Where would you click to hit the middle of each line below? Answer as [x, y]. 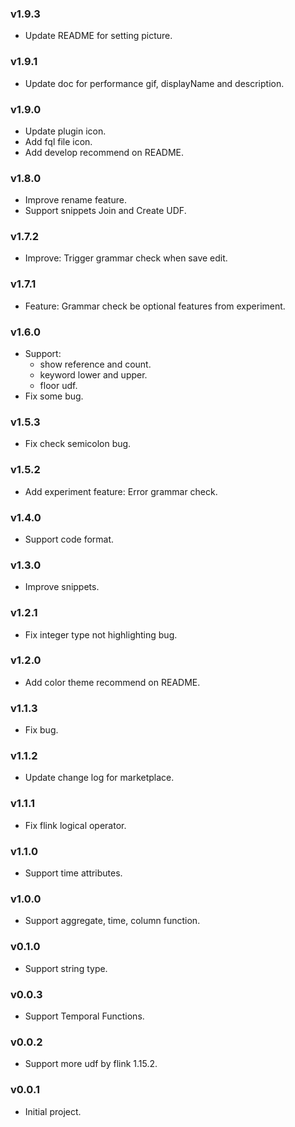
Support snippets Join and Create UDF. [105, 211]
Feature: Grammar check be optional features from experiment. [155, 306]
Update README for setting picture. [98, 36]
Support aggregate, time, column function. [112, 921]
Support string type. [66, 968]
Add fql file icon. [58, 141]
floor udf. [58, 386]
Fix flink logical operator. [75, 825]
